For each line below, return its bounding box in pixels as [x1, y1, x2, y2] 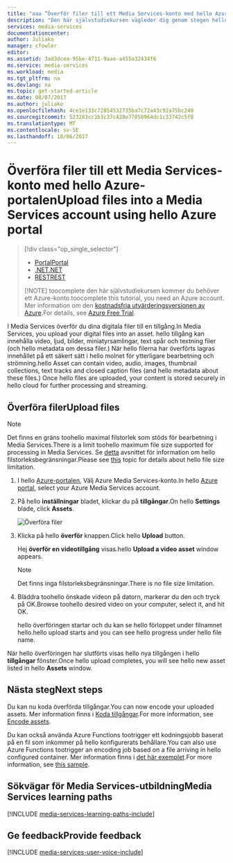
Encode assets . [7, 717, 51, 725]
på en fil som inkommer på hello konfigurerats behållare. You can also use [7, 738, 217, 746]
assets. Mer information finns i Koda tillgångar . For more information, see [7, 709, 214, 718]
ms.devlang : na [7, 81, 51, 88]
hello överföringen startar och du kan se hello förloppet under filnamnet [17, 621, 223, 629]
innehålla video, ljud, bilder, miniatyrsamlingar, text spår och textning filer [7, 337, 216, 345]
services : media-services [7, 23, 82, 30]
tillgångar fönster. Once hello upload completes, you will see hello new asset [7, 657, 225, 664]
